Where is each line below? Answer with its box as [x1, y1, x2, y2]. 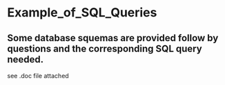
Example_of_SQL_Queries [7, 5, 157, 21]
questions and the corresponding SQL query [7, 42, 202, 54]
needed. [7, 53, 44, 65]
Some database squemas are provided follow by [7, 32, 219, 44]
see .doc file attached [7, 72, 69, 80]
